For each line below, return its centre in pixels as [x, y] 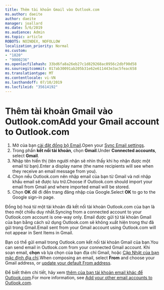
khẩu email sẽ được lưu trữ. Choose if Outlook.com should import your [82, 182]
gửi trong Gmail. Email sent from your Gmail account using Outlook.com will [81, 227]
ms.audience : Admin [25, 32]
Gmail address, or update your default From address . [58, 263]
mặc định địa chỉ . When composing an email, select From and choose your [80, 258]
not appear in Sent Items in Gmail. [39, 233]
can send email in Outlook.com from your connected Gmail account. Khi [78, 247]
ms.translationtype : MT [29, 73]
